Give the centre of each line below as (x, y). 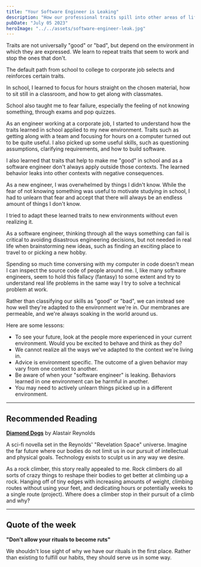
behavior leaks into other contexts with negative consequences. (85, 173)
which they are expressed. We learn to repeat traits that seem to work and (98, 52)
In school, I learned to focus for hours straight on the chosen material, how (98, 88)
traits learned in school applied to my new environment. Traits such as (93, 130)
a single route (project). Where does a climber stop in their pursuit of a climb (100, 495)
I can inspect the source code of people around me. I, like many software (96, 270)
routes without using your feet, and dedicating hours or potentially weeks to (100, 488)
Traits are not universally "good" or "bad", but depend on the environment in (100, 45)
